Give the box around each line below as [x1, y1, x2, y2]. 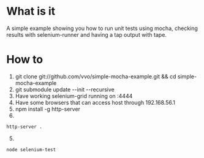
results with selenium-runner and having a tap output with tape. [6, 31, 167, 38]
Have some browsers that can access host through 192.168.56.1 [15, 99, 176, 106]
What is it [6, 4, 56, 18]
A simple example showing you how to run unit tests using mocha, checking [6, 24, 198, 32]
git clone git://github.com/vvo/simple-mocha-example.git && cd [15, 72, 176, 80]
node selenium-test [6, 146, 56, 152]
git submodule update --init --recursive [15, 86, 115, 93]
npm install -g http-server [15, 105, 81, 113]
